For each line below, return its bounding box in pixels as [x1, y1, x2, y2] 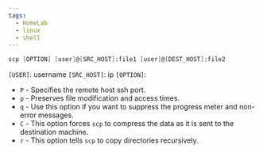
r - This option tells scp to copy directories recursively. [19, 136, 199, 145]
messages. [38, 110, 74, 120]
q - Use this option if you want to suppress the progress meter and [19, 102, 238, 112]
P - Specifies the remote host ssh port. [19, 85, 146, 95]
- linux [15, 26, 41, 34]
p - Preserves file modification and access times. [19, 94, 180, 103]
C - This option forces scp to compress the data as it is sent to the [19, 119, 234, 128]
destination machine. [19, 128, 89, 137]
